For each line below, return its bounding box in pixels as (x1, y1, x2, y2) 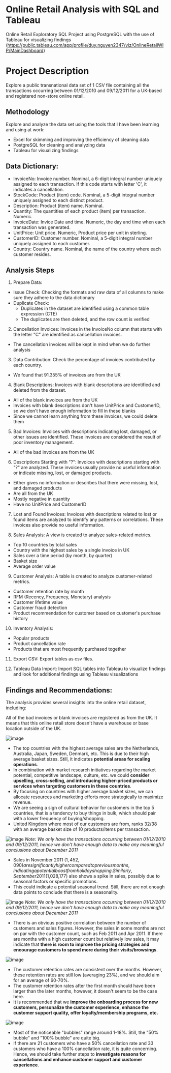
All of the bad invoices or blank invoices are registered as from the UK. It (6, 715, 158, 721)
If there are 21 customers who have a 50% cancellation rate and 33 (13, 1040, 154, 1047)
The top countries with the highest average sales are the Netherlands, (13, 745, 159, 751)
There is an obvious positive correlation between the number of (13, 920, 147, 926)
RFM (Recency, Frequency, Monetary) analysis (13, 594, 111, 600)
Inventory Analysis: (13, 625, 54, 631)
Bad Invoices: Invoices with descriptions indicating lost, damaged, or (13, 428, 157, 434)
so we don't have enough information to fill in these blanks (13, 408, 136, 414)
